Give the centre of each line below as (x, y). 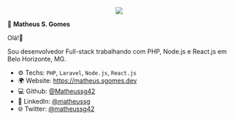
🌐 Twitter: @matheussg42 (56, 109)
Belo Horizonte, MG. (37, 59)
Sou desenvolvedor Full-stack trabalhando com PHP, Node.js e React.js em (117, 52)
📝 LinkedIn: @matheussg (54, 101)
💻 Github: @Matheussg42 (56, 91)
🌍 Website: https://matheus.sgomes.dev (77, 80)
